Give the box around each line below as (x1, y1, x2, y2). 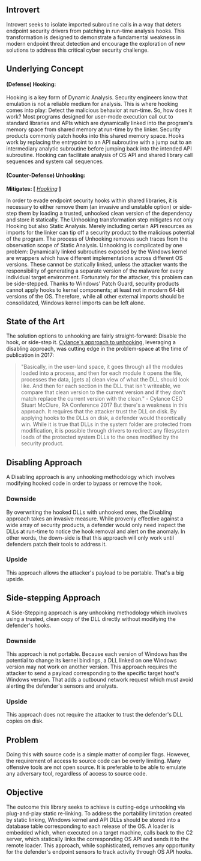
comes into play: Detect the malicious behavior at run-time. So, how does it (6, 106, 192, 114)
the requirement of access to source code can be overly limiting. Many (6, 758, 181, 765)
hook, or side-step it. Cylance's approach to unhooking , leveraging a (6, 339, 176, 346)
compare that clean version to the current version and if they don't (20, 389, 186, 396)
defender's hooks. (6, 622, 52, 629)
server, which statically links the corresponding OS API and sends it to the (6, 835, 189, 842)
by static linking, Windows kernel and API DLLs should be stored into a (6, 816, 181, 823)
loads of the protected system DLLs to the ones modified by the (20, 433, 179, 441)
